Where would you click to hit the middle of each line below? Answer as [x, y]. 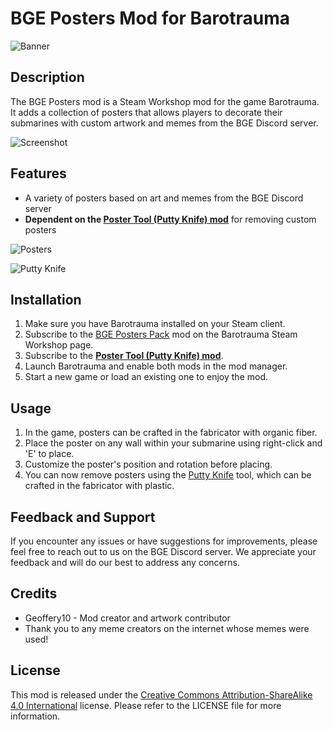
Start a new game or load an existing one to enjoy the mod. [146, 377]
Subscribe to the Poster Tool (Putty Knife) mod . [124, 356]
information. [35, 716]
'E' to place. [49, 454]
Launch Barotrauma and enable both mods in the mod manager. [156, 366]
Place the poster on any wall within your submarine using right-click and [173, 443]
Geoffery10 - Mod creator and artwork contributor [127, 618]
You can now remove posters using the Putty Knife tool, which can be [168, 475]
